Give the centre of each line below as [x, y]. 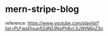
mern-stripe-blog [42, 9]
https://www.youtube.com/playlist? [63, 23]
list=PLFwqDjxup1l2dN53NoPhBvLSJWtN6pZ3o [54, 28]
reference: [16, 23]
